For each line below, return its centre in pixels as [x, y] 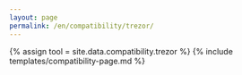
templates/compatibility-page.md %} [78, 61]
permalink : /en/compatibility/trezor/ [82, 26]
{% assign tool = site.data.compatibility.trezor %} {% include [121, 51]
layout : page [34, 17]
